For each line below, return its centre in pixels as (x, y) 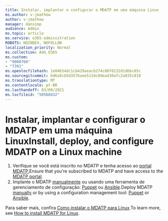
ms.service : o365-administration (40, 38)
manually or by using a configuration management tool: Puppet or (81, 193)
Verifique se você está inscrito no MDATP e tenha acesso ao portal (82, 166)
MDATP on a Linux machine (64, 152)
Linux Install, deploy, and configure (79, 141)
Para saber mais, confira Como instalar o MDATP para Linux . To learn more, (83, 208)
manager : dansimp (23, 24)
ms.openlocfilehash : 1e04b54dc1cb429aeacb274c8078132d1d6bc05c (73, 71)
